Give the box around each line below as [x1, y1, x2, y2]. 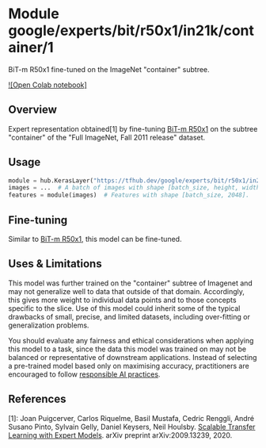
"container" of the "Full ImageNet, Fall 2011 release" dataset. [8, 132, 206, 142]
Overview [8, 103, 58, 117]
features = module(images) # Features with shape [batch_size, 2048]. [8, 191, 249, 199]
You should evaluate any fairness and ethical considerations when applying [8, 335, 254, 345]
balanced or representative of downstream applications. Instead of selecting [8, 352, 257, 362]
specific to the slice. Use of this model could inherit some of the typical [8, 303, 241, 313]
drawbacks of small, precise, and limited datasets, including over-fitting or [8, 312, 251, 321]
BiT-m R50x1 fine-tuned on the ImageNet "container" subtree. [8, 64, 210, 74]
